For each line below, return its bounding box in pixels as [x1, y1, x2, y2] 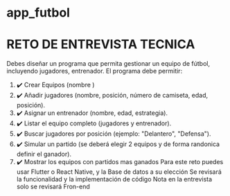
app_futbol [6, 5, 71, 21]
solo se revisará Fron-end [16, 182, 91, 191]
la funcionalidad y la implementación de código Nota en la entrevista [16, 175, 213, 184]
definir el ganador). [16, 150, 72, 159]
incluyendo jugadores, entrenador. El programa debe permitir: [6, 67, 183, 75]
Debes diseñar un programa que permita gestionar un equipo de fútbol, [6, 60, 211, 68]
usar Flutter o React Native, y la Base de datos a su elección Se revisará [16, 168, 222, 176]
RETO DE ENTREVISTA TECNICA [6, 37, 195, 53]
